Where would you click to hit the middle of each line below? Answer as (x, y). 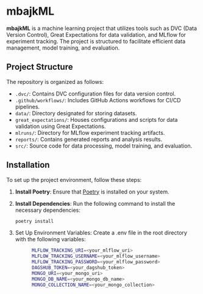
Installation (28, 165)
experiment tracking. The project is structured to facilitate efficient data (96, 41)
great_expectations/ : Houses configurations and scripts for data (96, 119)
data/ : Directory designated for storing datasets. (76, 113)
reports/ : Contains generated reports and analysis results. (89, 139)
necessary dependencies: (48, 210)
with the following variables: (50, 239)
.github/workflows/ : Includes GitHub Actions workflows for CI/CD (98, 100)
